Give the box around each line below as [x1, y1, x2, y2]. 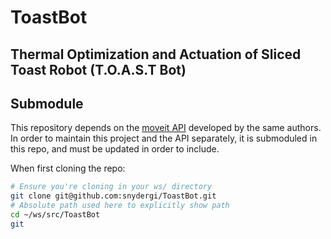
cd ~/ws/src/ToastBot [10, 210, 101, 220]
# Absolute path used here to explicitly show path [10, 201, 230, 211]
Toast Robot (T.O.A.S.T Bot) [10, 61, 187, 78]
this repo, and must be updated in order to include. [10, 143, 220, 155]
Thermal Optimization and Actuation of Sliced [10, 46, 302, 63]
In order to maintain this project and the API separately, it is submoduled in [10, 132, 318, 145]
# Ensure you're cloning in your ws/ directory [10, 182, 213, 192]
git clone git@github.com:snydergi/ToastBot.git [10, 191, 217, 201]
